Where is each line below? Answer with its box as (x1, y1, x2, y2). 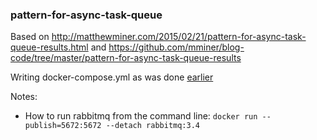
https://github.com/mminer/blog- (108, 41, 245, 53)
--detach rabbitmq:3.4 (105, 121, 200, 131)
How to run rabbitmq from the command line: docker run (24, 110, 258, 122)
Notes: (10, 91, 38, 103)
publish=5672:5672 (24, 121, 102, 131)
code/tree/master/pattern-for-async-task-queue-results (10, 52, 242, 64)
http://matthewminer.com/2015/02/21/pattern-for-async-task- (51, 31, 307, 43)
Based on (10, 31, 50, 43)
